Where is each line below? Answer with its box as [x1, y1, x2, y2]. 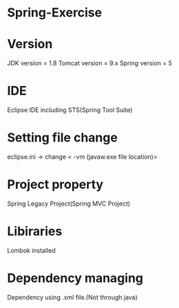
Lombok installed [7, 246, 56, 254]
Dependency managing [7, 270, 143, 286]
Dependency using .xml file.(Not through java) [7, 293, 138, 301]
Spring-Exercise [7, 5, 102, 21]
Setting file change [7, 130, 118, 146]
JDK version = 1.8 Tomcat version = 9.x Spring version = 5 [7, 59, 172, 67]
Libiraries [7, 223, 63, 239]
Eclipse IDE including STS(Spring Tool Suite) [7, 106, 133, 114]
